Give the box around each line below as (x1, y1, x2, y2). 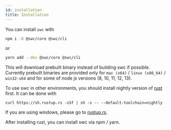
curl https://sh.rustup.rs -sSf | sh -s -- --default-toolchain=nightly (5, 100, 163, 106)
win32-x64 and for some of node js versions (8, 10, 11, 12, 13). (5, 75, 132, 82)
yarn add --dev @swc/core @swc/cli (5, 55, 81, 60)
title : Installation (5, 12, 49, 17)
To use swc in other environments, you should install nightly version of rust (5, 85, 163, 91)
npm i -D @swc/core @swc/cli (5, 36, 67, 41)
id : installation (5, 7, 42, 13)
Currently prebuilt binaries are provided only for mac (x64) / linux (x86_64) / (5, 70, 166, 76)
